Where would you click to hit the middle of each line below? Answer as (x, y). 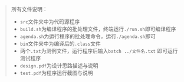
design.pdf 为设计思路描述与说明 (59, 66)
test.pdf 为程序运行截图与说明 (56, 73)
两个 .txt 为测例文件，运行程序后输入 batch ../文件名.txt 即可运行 (99, 51)
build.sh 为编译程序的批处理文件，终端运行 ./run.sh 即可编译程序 (98, 29)
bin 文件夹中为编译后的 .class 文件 (60, 44)
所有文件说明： (29, 9)
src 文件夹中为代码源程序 (50, 22)
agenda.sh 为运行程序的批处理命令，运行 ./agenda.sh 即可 (88, 36)
